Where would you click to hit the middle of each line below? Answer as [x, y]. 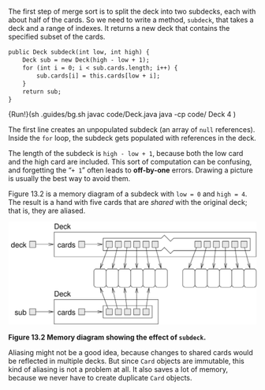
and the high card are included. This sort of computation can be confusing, [130, 162]
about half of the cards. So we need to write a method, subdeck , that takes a [131, 20]
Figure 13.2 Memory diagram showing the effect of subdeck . [107, 337]
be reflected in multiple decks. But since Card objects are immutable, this [126, 361]
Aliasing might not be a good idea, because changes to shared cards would [131, 353]
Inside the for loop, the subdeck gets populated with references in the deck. [132, 138]
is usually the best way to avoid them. [69, 178]
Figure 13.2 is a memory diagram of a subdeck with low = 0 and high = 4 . [128, 194]
